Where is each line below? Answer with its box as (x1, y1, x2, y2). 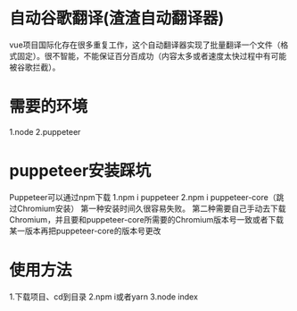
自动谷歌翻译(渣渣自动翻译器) (9, 8, 225, 29)
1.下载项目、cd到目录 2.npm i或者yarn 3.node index (9, 291, 199, 302)
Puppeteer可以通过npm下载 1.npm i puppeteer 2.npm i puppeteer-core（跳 (9, 191, 285, 202)
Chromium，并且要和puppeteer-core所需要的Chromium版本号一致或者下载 (9, 214, 284, 224)
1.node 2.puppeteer (9, 126, 81, 137)
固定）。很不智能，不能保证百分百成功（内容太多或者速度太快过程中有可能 (16, 50, 287, 61)
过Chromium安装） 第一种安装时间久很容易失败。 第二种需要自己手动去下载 (9, 203, 287, 214)
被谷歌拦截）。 (9, 62, 61, 72)
